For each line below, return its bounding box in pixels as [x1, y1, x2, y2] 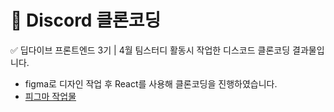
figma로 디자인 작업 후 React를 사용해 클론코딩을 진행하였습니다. [24, 77, 278, 90]
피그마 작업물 [24, 90, 77, 102]
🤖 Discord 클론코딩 [10, 9, 162, 32]
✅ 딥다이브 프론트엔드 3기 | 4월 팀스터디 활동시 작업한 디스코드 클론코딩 [10, 44, 291, 56]
